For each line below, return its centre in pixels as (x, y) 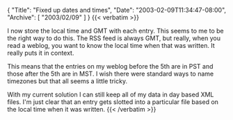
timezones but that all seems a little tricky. (67, 81)
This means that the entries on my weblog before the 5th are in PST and (110, 66)
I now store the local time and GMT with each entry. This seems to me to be (115, 31)
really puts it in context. (41, 53)
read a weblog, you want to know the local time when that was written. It (111, 45)
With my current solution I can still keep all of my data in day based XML (111, 94)
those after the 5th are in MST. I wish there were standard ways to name (111, 74)
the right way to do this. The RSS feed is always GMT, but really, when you (114, 38)
